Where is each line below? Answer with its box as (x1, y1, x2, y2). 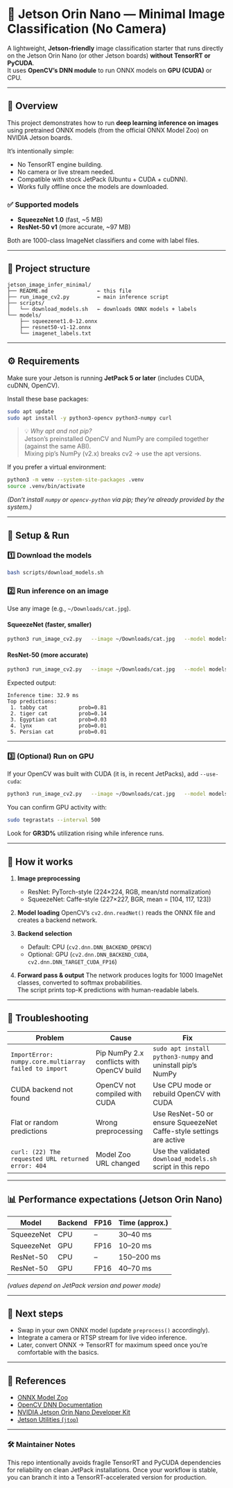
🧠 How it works (7, 855, 74, 867)
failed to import (10, 1064, 68, 1072)
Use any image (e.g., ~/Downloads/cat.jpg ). (7, 604, 131, 613)
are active (152, 1135, 185, 1144)
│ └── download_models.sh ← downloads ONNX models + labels (7, 306, 197, 312)
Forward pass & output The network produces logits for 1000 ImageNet (17, 971, 223, 980)
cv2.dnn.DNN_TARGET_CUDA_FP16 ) (27, 958, 118, 966)
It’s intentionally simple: (7, 147, 74, 155)
